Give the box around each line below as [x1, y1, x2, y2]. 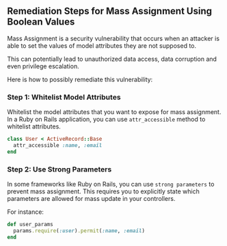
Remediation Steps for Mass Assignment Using [7, 5, 213, 17]
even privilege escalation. [7, 61, 80, 70]
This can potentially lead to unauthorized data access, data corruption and [7, 55, 217, 63]
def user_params [7, 221, 53, 228]
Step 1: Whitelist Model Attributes [7, 92, 121, 102]
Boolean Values [7, 16, 75, 28]
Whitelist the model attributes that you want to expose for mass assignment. [7, 108, 222, 116]
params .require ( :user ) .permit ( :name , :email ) [13, 227, 146, 234]
